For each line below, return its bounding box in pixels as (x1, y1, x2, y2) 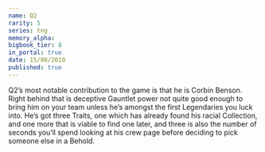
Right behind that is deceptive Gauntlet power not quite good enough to (8, 93, 244, 103)
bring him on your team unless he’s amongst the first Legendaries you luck (8, 102, 253, 111)
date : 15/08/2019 (8, 57, 66, 64)
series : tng (8, 26, 48, 34)
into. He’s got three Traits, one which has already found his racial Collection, (8, 111, 258, 120)
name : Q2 (8, 11, 37, 20)
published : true (8, 64, 62, 72)
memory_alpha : (8, 33, 56, 42)
